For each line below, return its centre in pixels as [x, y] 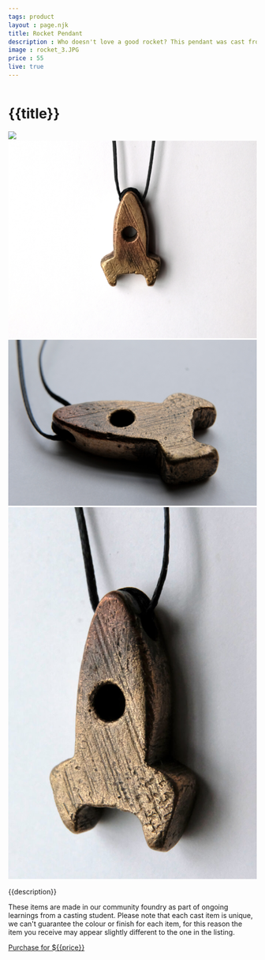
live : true [26, 67]
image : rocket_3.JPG [44, 50]
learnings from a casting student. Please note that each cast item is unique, [131, 915]
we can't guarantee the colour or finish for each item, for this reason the [125, 924]
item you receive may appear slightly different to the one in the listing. [121, 932]
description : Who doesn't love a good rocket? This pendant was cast [127, 42]
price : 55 [26, 58]
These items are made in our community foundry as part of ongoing [118, 907]
